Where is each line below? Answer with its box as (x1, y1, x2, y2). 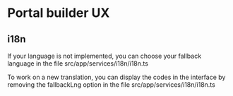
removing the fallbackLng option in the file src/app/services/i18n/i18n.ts (7, 80, 215, 89)
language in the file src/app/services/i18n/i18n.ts (7, 59, 148, 68)
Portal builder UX (7, 5, 110, 21)
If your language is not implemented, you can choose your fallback (7, 52, 202, 60)
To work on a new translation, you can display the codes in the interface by (7, 73, 226, 81)
